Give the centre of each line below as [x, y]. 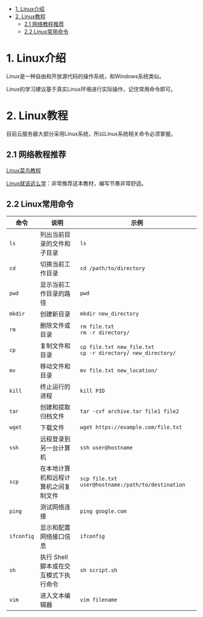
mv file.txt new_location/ [119, 370]
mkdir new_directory [109, 313]
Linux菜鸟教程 [24, 170]
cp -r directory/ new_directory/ [128, 353]
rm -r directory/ [105, 332]
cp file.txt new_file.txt [117, 347]
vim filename [99, 599]
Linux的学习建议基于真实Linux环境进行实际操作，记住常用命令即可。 [91, 89]
